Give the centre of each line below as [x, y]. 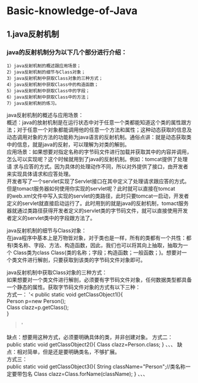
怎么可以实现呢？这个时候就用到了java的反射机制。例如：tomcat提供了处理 [97, 159]
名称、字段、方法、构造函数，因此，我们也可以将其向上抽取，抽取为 [100, 245]
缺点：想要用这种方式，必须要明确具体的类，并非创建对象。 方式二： [90, 337]
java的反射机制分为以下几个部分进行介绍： [67, 52]
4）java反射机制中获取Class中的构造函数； [53, 84]
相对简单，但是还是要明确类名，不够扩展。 [68, 352]
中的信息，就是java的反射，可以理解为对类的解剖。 [68, 144]
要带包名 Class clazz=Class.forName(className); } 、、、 [80, 374]
